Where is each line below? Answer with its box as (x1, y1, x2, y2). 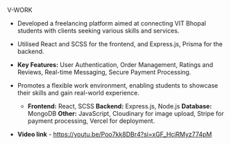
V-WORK (7, 6, 33, 14)
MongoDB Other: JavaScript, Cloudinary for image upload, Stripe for (27, 110, 224, 117)
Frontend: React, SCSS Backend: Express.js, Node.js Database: (27, 102, 212, 110)
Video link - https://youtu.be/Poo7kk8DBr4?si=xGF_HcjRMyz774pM (17, 130, 212, 138)
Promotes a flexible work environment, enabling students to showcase (17, 81, 219, 89)
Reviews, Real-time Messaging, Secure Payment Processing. (17, 68, 191, 76)
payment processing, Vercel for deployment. (27, 117, 155, 125)
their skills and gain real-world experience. (17, 89, 140, 97)
